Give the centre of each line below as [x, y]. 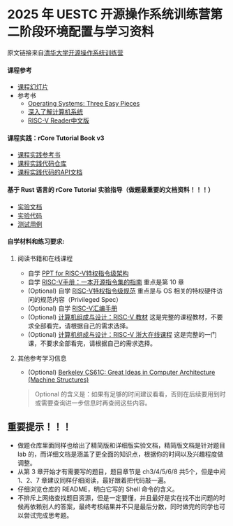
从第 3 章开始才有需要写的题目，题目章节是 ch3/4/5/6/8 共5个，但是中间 [121, 471]
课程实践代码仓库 [42, 164]
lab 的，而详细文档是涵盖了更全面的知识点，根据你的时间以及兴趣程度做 [120, 454]
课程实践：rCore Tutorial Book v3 [56, 138]
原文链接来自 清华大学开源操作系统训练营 [65, 53]
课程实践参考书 [39, 155]
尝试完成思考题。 [48, 515]
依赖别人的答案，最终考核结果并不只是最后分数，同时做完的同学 [121, 506]
